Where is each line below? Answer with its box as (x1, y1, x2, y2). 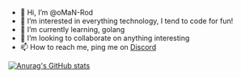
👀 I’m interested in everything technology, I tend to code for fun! (19, 16, 234, 26)
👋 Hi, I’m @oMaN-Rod (19, 8, 94, 17)
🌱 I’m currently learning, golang (19, 25, 125, 34)
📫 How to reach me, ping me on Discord (19, 43, 156, 51)
